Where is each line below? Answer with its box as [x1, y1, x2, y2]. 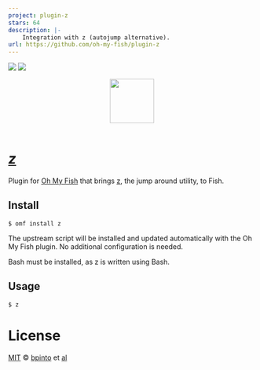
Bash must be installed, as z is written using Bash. [8, 257, 170, 266]
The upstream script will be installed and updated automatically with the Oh [8, 233, 253, 243]
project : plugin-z [8, 11, 68, 20]
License [8, 327, 61, 344]
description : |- [8, 26, 61, 34]
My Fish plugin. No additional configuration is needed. [8, 241, 183, 251]
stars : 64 [8, 19, 41, 27]
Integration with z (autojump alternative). [22, 33, 170, 42]
